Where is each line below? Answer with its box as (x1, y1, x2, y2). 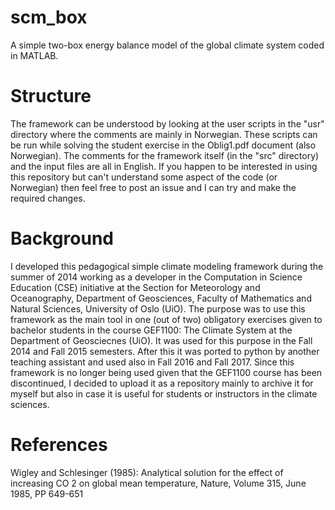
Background (10, 227, 114, 250)
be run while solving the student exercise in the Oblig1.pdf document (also (10, 139, 317, 151)
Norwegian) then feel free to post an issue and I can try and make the (10, 181, 297, 193)
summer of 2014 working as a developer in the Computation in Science (10, 271, 303, 283)
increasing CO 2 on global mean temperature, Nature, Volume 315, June (10, 477, 307, 489)
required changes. (10, 192, 86, 204)
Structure (10, 85, 92, 108)
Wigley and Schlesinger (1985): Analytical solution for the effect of (10, 466, 284, 478)
